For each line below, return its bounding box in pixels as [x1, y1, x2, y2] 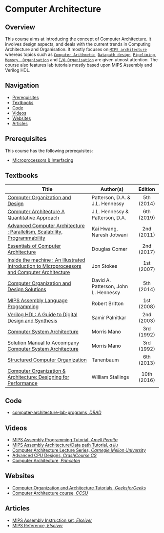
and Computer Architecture [7, 269, 70, 276]
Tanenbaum [91, 356, 119, 363]
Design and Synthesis [7, 317, 58, 324]
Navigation [5, 81, 39, 90]
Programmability [7, 234, 45, 241]
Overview [5, 23, 36, 31]
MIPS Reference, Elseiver [12, 522, 63, 528]
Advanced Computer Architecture [7, 222, 85, 229]
